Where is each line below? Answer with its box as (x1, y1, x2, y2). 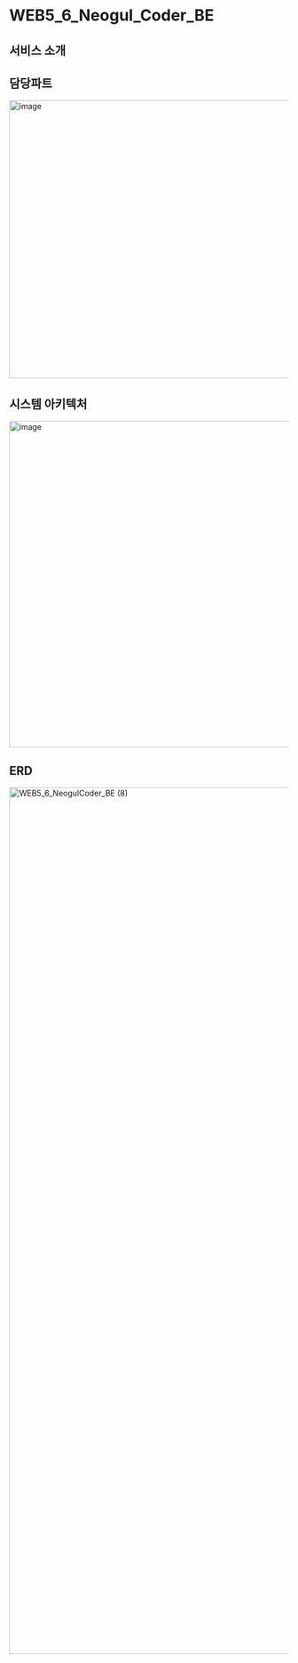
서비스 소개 (9, 43, 67, 58)
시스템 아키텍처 (9, 396, 88, 411)
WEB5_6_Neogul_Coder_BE (9, 5, 215, 26)
